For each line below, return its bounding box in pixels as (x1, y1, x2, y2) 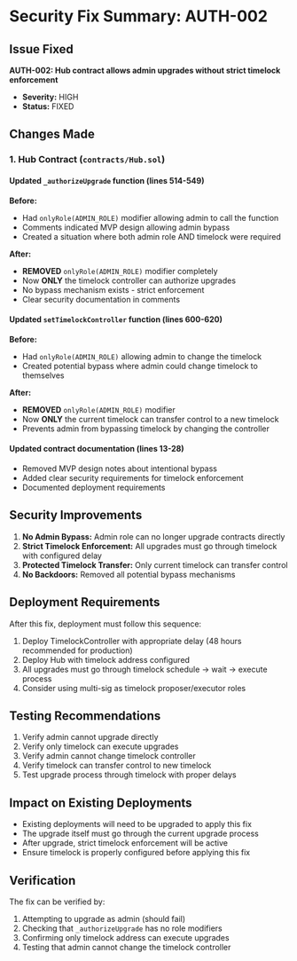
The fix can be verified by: (9, 896, 106, 907)
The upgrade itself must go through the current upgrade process (21, 828, 259, 839)
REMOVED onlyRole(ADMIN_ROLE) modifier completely (21, 265, 219, 276)
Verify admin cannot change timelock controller (21, 751, 197, 761)
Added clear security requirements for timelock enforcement (21, 472, 244, 483)
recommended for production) (21, 645, 133, 656)
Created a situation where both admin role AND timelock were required (21, 231, 281, 241)
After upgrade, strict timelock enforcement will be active (21, 838, 229, 848)
